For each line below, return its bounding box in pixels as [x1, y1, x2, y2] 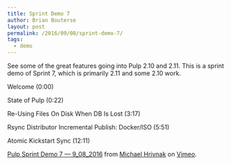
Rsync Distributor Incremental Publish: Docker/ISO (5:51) [7, 123, 170, 131]
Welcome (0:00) [7, 83, 54, 91]
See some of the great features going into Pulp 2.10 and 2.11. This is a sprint [7, 62, 225, 70]
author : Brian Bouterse [7, 17, 77, 24]
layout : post [7, 23, 45, 30]
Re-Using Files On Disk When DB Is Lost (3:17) [7, 109, 141, 118]
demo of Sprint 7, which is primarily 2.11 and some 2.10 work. [7, 69, 181, 77]
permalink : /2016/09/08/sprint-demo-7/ [7, 29, 124, 37]
